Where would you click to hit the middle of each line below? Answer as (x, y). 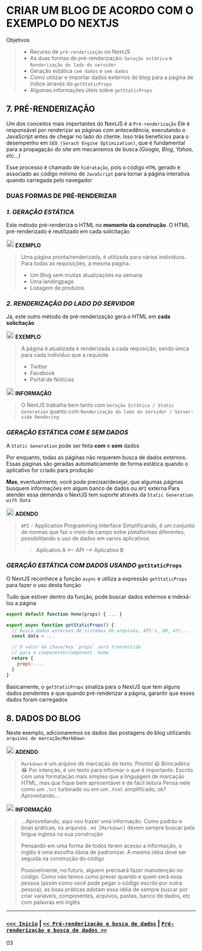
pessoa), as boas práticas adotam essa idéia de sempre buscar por (104, 890)
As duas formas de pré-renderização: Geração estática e (101, 58)
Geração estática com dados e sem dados (79, 71)
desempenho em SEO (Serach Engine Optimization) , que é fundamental (96, 143)
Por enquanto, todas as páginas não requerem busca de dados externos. (97, 457)
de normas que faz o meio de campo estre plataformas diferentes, (103, 532)
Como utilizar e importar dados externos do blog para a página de (112, 77)
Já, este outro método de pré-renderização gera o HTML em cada (88, 316)
